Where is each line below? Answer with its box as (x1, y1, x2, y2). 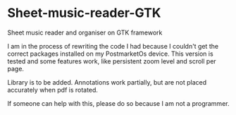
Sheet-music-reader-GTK (7, 5, 161, 21)
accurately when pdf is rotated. (7, 85, 99, 94)
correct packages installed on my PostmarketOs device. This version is (7, 49, 213, 58)
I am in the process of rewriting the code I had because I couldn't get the (7, 42, 219, 50)
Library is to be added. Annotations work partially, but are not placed (7, 78, 207, 86)
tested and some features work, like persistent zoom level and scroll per (7, 56, 216, 65)
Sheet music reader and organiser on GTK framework (7, 28, 163, 37)
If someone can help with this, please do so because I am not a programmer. (7, 99, 230, 107)
